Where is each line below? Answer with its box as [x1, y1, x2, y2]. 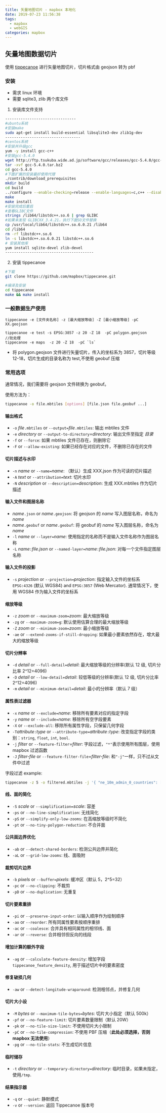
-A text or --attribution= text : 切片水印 [12, 474, 91, 480]
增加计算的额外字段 [5, 944, 44, 949]
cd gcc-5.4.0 [5, 167, 32, 172]
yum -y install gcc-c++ [5, 149, 54, 154]
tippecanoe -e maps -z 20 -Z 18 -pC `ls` [5, 340, 96, 345]
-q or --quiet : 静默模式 [12, 1096, 59, 1102]
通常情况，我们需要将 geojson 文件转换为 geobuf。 [5, 381, 109, 387]
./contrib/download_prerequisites [5, 176, 77, 181]
